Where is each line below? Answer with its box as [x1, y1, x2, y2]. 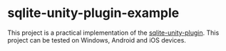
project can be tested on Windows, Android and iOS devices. [7, 35, 187, 44]
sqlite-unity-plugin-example [7, 5, 180, 21]
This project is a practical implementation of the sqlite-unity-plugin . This [7, 28, 220, 37]
